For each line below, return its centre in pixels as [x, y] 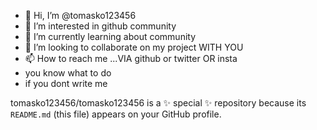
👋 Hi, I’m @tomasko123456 [80, 15]
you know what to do [68, 73]
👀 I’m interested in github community [100, 26]
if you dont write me [66, 83]
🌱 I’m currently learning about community [110, 36]
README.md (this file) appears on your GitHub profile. [116, 114]
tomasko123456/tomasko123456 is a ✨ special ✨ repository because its [158, 103]
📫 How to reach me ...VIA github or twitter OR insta [131, 58]
